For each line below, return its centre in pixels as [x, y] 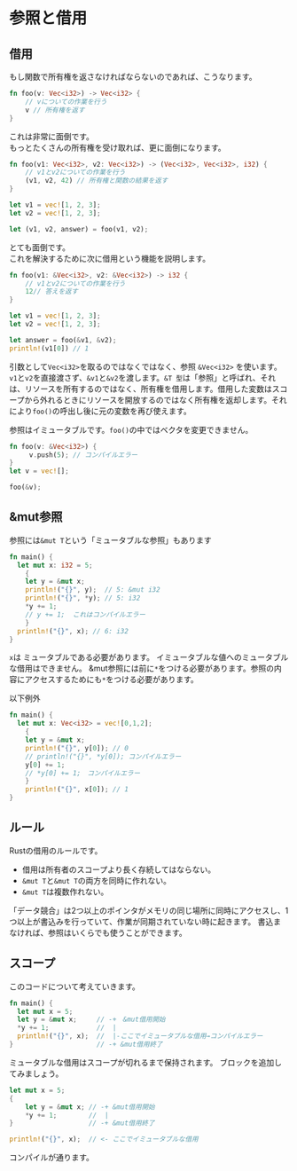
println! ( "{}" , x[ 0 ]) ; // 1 [77, 790]
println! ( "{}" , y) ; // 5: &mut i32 [93, 590]
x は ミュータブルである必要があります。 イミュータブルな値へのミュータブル [149, 657]
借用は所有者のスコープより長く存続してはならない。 [118, 869]
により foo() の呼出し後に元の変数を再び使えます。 [101, 411]
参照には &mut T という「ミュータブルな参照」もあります [110, 540]
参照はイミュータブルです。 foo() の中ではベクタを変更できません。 [131, 429]
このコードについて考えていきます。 [74, 986]
